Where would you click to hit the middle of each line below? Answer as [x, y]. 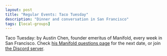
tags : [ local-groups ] [28, 24]
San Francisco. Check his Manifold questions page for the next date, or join [83, 43]
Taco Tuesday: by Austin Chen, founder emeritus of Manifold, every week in [84, 38]
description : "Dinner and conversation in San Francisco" [67, 19]
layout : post [19, 10]
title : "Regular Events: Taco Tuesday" [47, 14]
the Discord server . [25, 48]
